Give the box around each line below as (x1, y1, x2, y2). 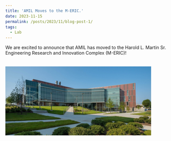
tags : (5, 25, 17, 30)
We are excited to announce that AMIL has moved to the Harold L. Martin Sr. (5, 44, 166, 51)
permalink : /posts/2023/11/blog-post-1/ (5, 19, 93, 24)
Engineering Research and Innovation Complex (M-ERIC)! (5, 50, 127, 56)
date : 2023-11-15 (5, 13, 43, 19)
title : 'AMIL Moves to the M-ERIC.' (5, 8, 84, 13)
